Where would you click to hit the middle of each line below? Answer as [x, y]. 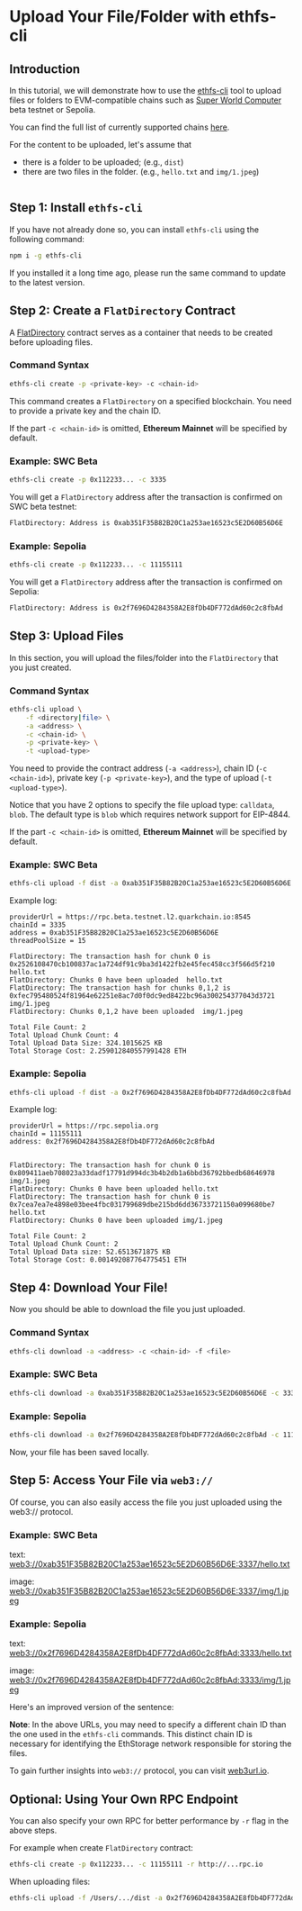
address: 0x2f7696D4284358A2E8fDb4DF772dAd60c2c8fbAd [112, 1142]
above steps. [33, 1831]
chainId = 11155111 [46, 1134]
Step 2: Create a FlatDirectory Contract [123, 311]
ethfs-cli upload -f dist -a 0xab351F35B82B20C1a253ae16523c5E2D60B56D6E [151, 883]
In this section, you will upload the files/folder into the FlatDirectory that [144, 657]
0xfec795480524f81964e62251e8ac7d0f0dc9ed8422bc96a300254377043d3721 [142, 996]
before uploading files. [51, 342]
